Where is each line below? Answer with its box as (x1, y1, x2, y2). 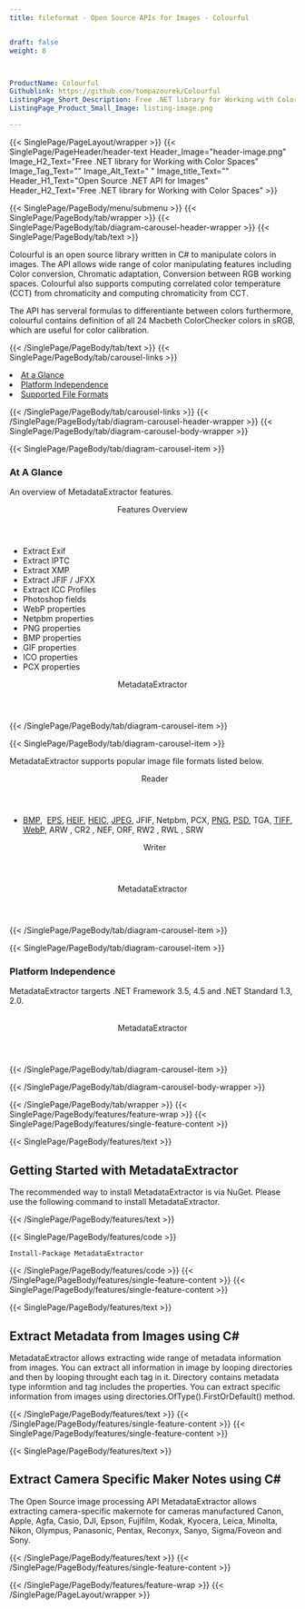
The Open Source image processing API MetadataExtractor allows (9, 1495, 257, 1506)
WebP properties (22, 603, 86, 614)
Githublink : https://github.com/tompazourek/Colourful (9, 87, 221, 96)
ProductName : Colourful (9, 78, 100, 87)
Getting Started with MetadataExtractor (9, 1162, 239, 1177)
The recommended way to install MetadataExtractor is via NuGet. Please (9, 1187, 281, 1197)
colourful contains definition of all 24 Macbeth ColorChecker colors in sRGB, (9, 314, 296, 325)
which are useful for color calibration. (9, 324, 150, 335)
